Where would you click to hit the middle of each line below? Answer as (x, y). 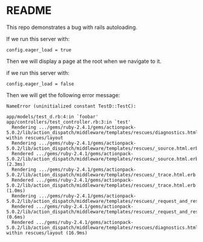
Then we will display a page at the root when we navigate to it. (84, 61)
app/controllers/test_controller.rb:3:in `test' (69, 122)
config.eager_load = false (40, 84)
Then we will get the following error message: (63, 95)
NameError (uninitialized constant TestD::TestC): (71, 106)
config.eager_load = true (39, 50)
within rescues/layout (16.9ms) (47, 233)
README (29, 11)
